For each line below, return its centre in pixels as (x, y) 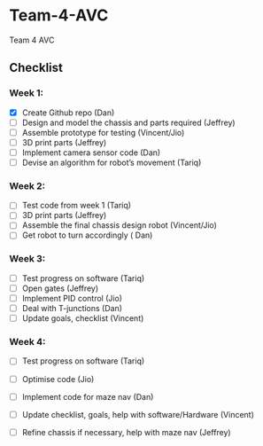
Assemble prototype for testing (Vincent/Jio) (103, 132)
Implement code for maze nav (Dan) (88, 396)
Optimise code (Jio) (58, 379)
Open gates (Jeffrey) (60, 288)
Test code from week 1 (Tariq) (76, 206)
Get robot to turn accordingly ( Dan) (87, 235)
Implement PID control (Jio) (72, 298)
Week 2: (27, 185)
